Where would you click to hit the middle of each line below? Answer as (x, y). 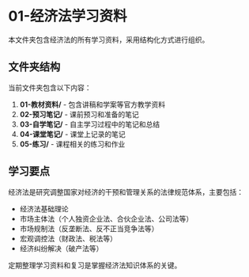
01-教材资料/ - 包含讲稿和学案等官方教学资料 (92, 104)
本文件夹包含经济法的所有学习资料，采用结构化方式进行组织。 (109, 40)
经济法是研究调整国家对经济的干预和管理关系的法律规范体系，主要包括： (126, 192)
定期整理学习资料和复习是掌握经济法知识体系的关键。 (95, 265)
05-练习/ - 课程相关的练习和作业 (72, 144)
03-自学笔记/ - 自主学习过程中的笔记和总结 (90, 124)
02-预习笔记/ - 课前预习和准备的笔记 (79, 114)
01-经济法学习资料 (68, 16)
